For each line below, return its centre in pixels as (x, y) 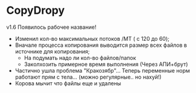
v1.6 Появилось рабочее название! (51, 27)
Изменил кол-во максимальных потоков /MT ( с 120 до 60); (92, 38)
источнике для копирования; (52, 51)
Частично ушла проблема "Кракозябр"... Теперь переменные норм (103, 70)
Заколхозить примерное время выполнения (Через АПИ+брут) (106, 64)
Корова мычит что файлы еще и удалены (68, 83)
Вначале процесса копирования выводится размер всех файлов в (101, 45)
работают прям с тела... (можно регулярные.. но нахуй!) (88, 77)
